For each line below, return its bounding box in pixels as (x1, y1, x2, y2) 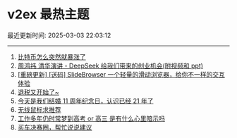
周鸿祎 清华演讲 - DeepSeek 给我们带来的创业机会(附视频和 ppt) (17, 61, 203, 70)
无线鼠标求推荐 (17, 105, 61, 113)
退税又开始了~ (17, 87, 60, 96)
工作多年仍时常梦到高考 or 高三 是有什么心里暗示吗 (17, 114, 166, 123)
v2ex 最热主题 (7, 6, 90, 23)
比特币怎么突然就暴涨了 (17, 52, 86, 61)
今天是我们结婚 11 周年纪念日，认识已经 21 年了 (17, 96, 154, 105)
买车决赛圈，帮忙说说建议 (17, 123, 92, 131)
